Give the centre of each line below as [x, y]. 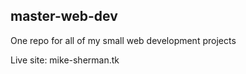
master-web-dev [64, 16]
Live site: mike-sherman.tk [65, 60]
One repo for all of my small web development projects [123, 40]
